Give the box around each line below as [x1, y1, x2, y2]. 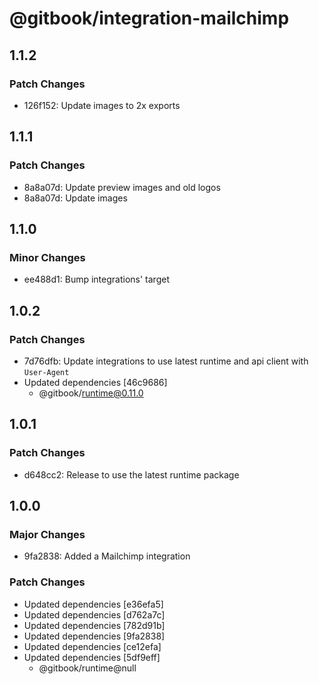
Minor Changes [9, 250, 86, 264]
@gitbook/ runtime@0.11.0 [38, 387, 144, 399]
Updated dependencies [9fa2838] [23, 630, 166, 642]
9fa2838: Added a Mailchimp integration [23, 550, 191, 562]
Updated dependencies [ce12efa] [23, 640, 162, 652]
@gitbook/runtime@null [38, 662, 137, 674]
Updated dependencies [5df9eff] [23, 651, 161, 663]
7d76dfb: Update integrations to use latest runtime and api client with [23, 355, 309, 367]
